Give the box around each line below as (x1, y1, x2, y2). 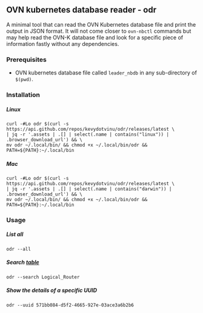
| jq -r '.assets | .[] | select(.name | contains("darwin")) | (6, 186, 172, 192)
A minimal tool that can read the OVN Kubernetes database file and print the (6, 21, 196, 28)
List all (6, 231, 24, 238)
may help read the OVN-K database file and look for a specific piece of (6, 33, 184, 41)
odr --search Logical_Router (6, 274, 80, 280)
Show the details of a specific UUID (6, 287, 98, 294)
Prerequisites (6, 55, 47, 64)
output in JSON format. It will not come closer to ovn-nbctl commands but (6, 27, 191, 35)
